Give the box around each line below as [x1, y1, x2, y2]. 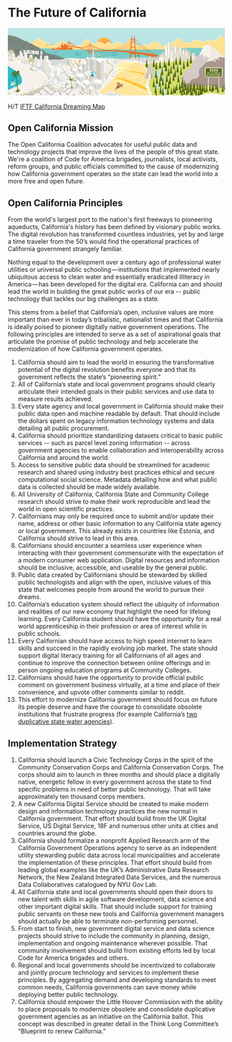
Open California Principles [8, 197, 123, 208]
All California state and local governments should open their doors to [17, 887, 213, 896]
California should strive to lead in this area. [17, 534, 140, 542]
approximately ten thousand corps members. [17, 792, 146, 800]
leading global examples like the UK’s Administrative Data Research [17, 865, 209, 874]
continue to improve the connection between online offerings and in [17, 659, 211, 667]
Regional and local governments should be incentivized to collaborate [17, 961, 215, 969]
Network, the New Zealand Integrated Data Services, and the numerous [17, 873, 221, 881]
